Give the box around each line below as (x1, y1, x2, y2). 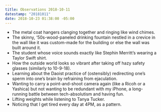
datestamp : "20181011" (5, 12, 51, 16)
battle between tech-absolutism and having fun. (29, 91, 124, 97)
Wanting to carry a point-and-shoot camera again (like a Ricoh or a (12, 81, 146, 87)
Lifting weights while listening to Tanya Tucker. (12, 96, 105, 102)
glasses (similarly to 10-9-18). (12, 65, 71, 71)
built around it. (12, 45, 41, 51)
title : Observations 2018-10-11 (5, 7, 70, 12)
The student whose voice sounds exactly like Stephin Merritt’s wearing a (12, 50, 157, 56)
